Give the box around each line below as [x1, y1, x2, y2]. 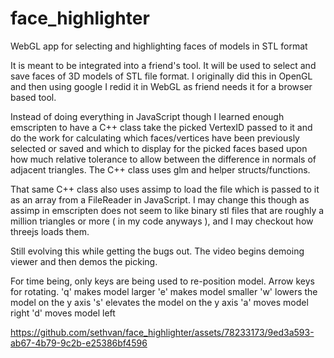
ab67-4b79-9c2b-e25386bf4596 [10, 337, 148, 349]
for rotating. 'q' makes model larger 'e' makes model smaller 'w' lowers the [10, 285, 318, 297]
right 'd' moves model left [10, 307, 116, 319]
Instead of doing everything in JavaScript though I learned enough [10, 110, 285, 122]
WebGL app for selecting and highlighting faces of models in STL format [10, 40, 308, 52]
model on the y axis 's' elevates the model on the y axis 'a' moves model [10, 296, 309, 308]
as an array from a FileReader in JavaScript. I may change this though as [10, 193, 310, 206]
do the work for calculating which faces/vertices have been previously [10, 132, 300, 144]
